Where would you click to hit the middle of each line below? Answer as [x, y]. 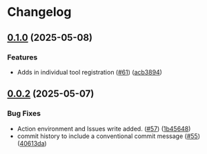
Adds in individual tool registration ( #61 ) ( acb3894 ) [89, 72]
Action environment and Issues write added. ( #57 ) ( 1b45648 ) [104, 128]
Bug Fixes [24, 113]
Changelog [39, 12]
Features [22, 57]
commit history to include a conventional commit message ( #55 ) [108, 136]
